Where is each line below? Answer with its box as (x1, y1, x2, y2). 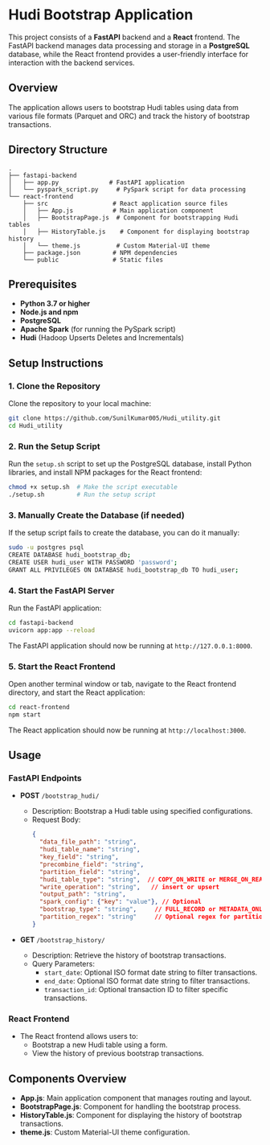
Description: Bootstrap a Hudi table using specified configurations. (31, 806, 253, 816)
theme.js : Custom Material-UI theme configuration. (19, 1127, 190, 1137)
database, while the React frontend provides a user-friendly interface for (8, 49, 249, 59)
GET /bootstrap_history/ (19, 934, 106, 944)
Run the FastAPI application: (8, 603, 102, 613)
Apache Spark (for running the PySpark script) (19, 324, 176, 334)
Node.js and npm (19, 307, 79, 317)
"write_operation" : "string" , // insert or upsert (39, 883, 219, 891)
